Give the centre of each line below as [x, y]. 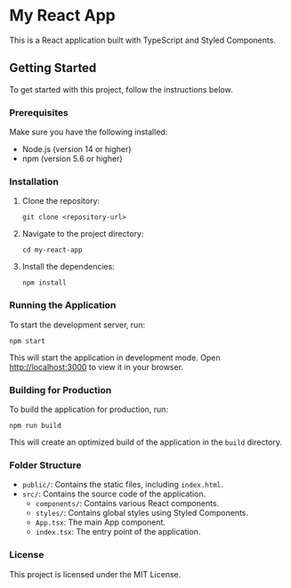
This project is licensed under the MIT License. [95, 574]
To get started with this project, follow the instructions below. [121, 89]
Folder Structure [45, 465]
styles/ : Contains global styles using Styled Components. [142, 513]
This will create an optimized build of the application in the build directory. [146, 442]
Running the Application [63, 305]
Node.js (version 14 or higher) [77, 149]
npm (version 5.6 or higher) [72, 159]
